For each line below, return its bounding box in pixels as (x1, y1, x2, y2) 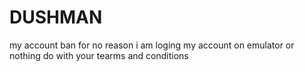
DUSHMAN (9, 6, 103, 29)
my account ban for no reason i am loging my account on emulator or (9, 39, 295, 51)
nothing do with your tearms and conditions (9, 49, 189, 61)
